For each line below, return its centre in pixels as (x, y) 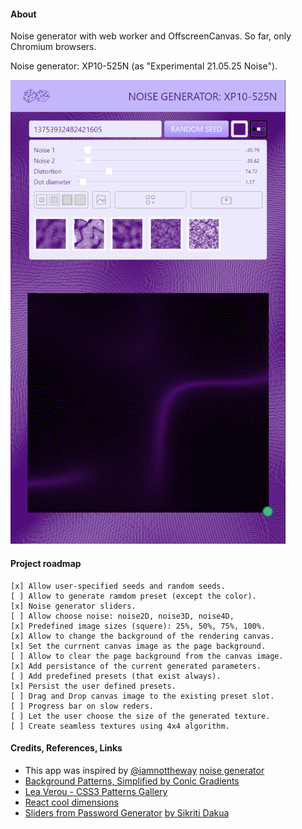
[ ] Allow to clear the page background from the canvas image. (147, 656)
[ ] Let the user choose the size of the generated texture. (140, 716)
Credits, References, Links (66, 748)
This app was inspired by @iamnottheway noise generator (144, 770)
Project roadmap (46, 564)
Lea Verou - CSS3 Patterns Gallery (96, 791)
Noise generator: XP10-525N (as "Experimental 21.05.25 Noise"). (144, 66)
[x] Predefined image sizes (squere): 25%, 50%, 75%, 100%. (138, 626)
